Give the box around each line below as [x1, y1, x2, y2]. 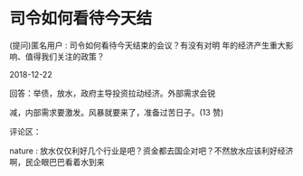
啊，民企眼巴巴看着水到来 [9, 156, 105, 167]
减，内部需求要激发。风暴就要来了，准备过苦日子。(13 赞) [9, 107, 224, 117]
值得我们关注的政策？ [24, 51, 105, 61]
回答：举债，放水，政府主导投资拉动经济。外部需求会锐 [9, 88, 215, 98]
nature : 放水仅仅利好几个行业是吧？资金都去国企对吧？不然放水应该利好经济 [9, 145, 294, 156]
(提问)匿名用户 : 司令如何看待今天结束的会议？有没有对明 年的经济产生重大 [9, 40, 287, 51]
